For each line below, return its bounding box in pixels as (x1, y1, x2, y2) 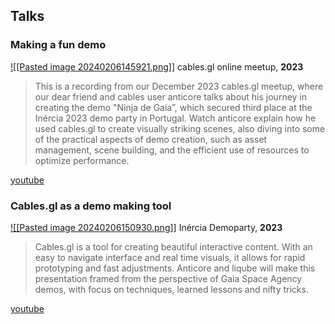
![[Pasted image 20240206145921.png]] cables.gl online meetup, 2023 (10, 60, 304, 73)
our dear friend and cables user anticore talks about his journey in (34, 90, 308, 103)
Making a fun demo (10, 38, 107, 52)
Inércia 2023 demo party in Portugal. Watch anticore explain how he (34, 112, 317, 124)
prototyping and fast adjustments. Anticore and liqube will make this (34, 262, 316, 274)
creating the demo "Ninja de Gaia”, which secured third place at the (34, 101, 313, 113)
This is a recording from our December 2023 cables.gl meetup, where (34, 80, 324, 92)
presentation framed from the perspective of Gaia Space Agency (34, 272, 303, 284)
